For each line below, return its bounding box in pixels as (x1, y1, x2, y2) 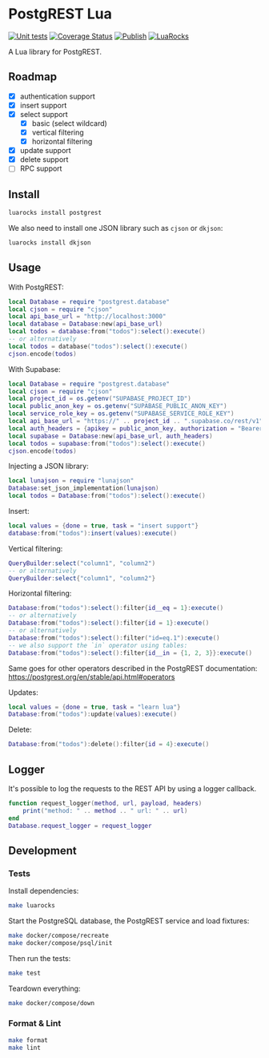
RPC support (19, 164, 62, 173)
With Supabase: (8, 364, 61, 374)
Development (8, 843, 78, 858)
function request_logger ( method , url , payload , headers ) (8, 799, 203, 807)
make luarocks (8, 902, 56, 910)
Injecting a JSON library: (8, 462, 90, 471)
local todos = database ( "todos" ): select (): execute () (8, 342, 188, 350)
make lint (8, 1044, 42, 1052)
